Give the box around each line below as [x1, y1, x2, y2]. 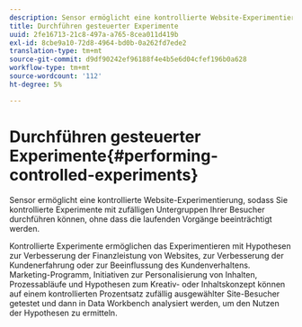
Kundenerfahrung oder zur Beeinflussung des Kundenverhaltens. [9, 260, 251, 270]
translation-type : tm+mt [9, 47, 102, 56]
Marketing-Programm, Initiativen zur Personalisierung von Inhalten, [9, 269, 258, 279]
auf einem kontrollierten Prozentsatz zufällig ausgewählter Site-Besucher [9, 288, 280, 299]
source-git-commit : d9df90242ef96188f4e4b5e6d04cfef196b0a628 [9, 55, 247, 64]
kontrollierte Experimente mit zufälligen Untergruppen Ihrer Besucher [9, 204, 265, 215]
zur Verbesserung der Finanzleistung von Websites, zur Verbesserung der [9, 250, 285, 261]
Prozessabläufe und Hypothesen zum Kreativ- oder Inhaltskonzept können [9, 278, 286, 289]
